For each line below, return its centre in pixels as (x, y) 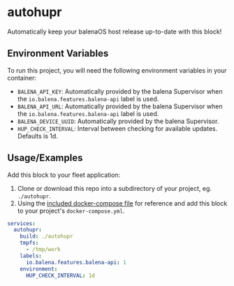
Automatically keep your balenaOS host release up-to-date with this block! (115, 31)
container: (22, 78)
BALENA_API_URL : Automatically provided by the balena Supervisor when (120, 106)
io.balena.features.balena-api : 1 (76, 262)
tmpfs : (29, 243)
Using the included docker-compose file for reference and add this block (122, 203)
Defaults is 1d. (37, 136)
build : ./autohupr (46, 236)
